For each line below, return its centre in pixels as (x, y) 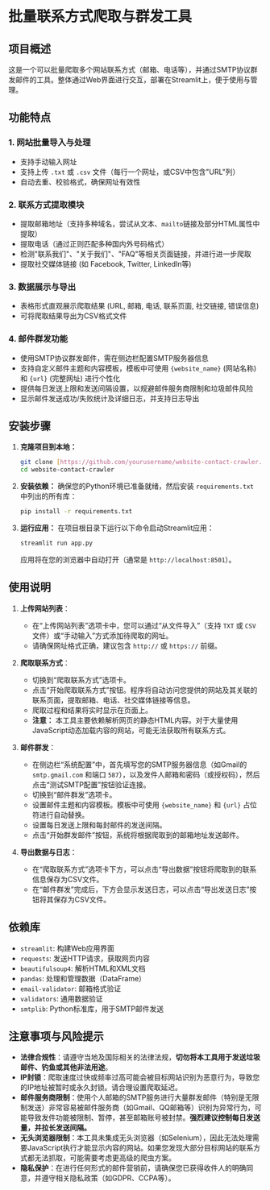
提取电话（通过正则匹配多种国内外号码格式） (94, 243)
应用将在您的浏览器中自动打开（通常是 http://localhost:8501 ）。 (128, 559)
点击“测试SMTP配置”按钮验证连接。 (91, 784)
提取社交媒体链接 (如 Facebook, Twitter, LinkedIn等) (106, 263)
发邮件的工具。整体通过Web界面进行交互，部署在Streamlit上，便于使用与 (130, 80)
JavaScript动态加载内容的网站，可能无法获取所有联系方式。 (131, 730)
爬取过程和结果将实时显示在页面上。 (92, 710)
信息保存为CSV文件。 (68, 879)
